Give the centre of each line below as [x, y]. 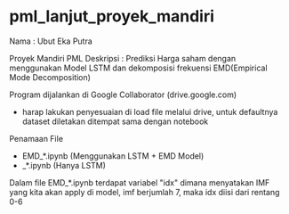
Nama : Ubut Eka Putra [51, 41]
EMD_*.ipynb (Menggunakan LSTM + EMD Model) [113, 156]
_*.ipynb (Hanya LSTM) [64, 165]
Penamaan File [36, 138]
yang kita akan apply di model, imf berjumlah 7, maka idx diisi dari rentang [144, 192]
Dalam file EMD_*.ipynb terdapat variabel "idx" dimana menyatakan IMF [140, 182]
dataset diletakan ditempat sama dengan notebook [115, 121]
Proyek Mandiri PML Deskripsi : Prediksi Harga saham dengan [123, 58]
